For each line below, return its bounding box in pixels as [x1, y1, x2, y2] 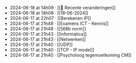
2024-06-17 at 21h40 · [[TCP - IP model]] [9, 47, 95, 53]
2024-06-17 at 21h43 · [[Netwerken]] [9, 36, 86, 42]
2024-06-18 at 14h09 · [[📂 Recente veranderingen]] [9, 5, 116, 10]
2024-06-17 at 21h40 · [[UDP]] [9, 42, 73, 47]
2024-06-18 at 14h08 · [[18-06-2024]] [9, 10, 88, 16]
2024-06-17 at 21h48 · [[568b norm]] [9, 26, 86, 32]
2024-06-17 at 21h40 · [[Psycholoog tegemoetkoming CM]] [9, 52, 132, 58]
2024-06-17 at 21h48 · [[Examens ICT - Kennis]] [9, 20, 109, 26]
